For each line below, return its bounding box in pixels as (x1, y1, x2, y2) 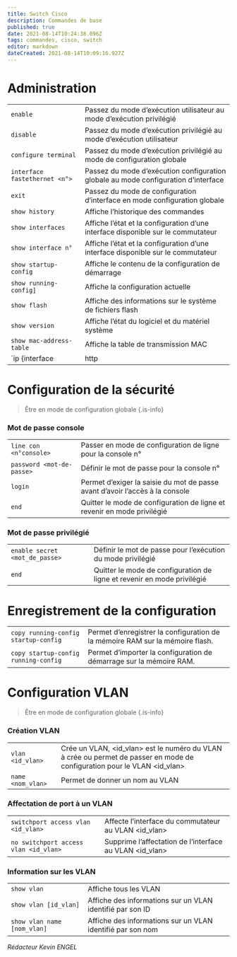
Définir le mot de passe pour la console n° (80, 463, 220, 473)
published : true (7, 23, 55, 30)
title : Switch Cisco (7, 10, 68, 18)
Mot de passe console (7, 422, 85, 432)
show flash (11, 301, 47, 309)
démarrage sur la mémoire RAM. (87, 656, 195, 666)
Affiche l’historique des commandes (84, 207, 205, 216)
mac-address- (28, 337, 73, 344)
